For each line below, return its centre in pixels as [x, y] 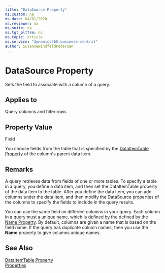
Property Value [29, 127]
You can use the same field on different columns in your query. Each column [82, 212]
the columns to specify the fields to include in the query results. [70, 202]
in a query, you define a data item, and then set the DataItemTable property [81, 186]
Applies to [21, 100]
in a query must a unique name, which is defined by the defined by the [77, 217]
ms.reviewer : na [22, 23]
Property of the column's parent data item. [48, 154]
